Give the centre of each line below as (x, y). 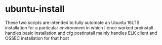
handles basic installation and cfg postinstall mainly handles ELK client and (81, 33)
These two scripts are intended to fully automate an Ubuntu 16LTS (72, 22)
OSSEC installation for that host (37, 38)
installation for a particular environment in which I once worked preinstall (79, 27)
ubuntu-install (35, 9)
